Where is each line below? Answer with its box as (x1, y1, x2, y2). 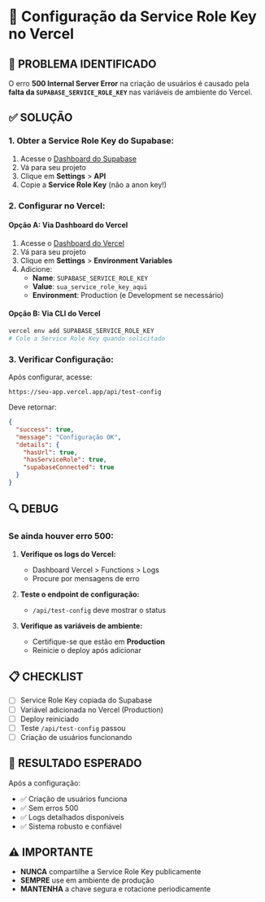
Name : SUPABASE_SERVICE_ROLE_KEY (32, 273, 149, 282)
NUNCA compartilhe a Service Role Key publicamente (20, 867, 202, 877)
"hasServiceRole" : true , (23, 456, 107, 464)
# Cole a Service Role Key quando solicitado (8, 334, 165, 343)
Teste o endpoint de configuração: (20, 589, 140, 599)
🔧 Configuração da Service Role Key (8, 7, 258, 26)
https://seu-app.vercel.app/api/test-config (8, 388, 162, 396)
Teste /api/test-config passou (20, 723, 126, 733)
